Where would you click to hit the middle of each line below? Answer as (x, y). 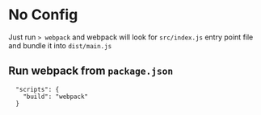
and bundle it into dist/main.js (60, 45)
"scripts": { (38, 89)
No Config (43, 15)
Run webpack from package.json (91, 71)
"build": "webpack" (56, 97)
